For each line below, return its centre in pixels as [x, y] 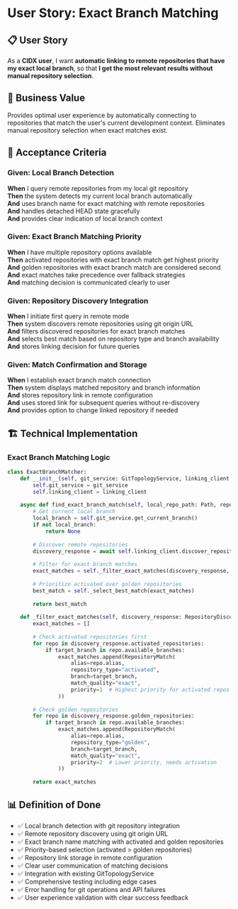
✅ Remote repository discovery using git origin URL [93, 833]
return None [63, 531]
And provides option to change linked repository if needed [93, 410]
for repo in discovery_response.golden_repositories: [114, 716]
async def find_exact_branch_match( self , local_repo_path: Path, [119, 505]
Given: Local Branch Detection [61, 173]
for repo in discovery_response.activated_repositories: [118, 644]
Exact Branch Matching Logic [59, 457]
